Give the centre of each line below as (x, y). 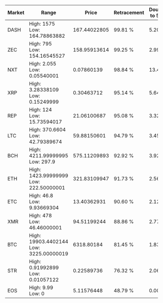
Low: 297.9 (42, 162)
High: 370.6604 (47, 129)
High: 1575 (42, 24)
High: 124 (41, 110)
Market (16, 13)
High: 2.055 (43, 64)
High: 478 (41, 216)
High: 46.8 (41, 196)
